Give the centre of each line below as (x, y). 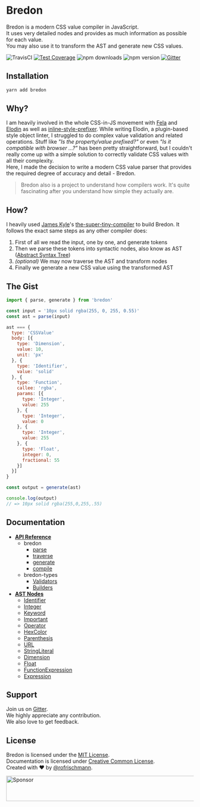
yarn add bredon (26, 90)
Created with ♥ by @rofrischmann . (49, 768)
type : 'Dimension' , (41, 344)
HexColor (35, 632)
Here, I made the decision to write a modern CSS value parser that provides (99, 167)
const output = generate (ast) (44, 488)
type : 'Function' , (40, 383)
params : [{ (30, 394)
